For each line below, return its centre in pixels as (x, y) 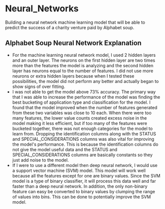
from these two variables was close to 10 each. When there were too (82, 113)
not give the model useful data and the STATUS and (65, 149)
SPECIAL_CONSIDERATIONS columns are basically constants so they (82, 155)
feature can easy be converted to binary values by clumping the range (83, 191)
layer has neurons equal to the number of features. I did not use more (83, 71)
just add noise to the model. (40, 160)
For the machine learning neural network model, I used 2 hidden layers (84, 55)
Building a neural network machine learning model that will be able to (75, 22)
